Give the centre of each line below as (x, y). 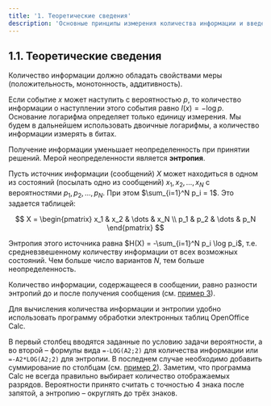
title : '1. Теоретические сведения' (70, 16)
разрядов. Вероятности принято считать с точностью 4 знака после (126, 384)
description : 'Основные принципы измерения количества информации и (126, 23)
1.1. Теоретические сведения (85, 56)
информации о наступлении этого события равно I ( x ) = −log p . (116, 108)
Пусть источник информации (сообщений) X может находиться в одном (133, 174)
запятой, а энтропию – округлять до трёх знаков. (93, 393)
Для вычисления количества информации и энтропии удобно (115, 308)
